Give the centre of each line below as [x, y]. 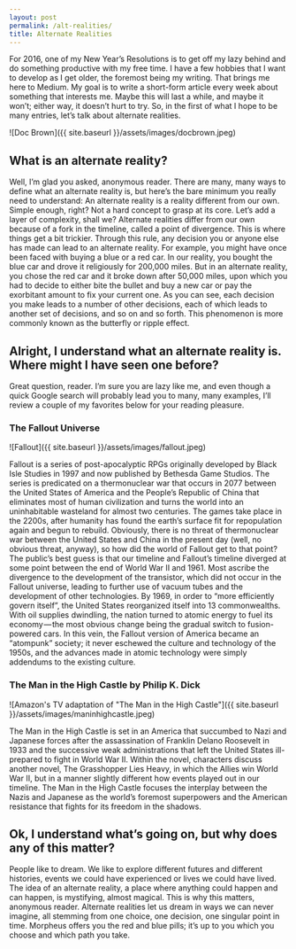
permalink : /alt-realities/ [61, 26]
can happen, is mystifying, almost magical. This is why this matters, [132, 898]
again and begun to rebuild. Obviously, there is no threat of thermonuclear [144, 530]
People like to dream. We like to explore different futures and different [136, 869]
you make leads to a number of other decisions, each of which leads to [138, 304]
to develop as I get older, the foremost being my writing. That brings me [140, 78]
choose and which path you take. [70, 935]
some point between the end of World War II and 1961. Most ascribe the [139, 568]
